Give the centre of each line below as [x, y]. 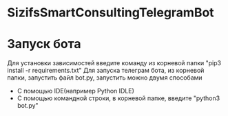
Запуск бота [44, 44]
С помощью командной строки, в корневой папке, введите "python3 [118, 98]
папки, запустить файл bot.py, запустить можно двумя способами [105, 78]
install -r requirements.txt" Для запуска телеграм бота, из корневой [106, 71]
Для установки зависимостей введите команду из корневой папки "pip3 [114, 63]
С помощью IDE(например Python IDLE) [75, 91]
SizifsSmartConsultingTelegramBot [111, 13]
